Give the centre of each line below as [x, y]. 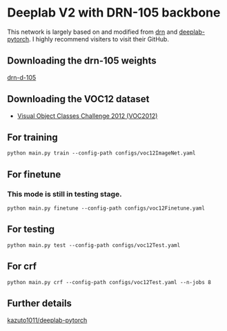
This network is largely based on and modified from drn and [92, 32]
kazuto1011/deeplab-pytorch [47, 320]
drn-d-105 [22, 77]
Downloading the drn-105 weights [82, 61]
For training [33, 137]
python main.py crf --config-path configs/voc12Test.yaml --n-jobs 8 [109, 282]
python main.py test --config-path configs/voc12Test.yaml [94, 245]
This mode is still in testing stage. [65, 194]
